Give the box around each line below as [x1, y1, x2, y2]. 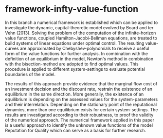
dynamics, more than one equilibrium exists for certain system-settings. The [5, 106, 158, 113]
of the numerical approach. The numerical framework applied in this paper [5, 117, 155, 123]
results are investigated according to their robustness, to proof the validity [5, 112, 154, 118]
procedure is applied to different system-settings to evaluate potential [5, 66, 145, 72]
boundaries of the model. [5, 71, 56, 77]
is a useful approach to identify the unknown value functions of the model [5, 122, 153, 128]
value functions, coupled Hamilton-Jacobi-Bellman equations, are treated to [5, 35, 157, 41]
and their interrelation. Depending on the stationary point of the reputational [5, 101, 157, 107]
